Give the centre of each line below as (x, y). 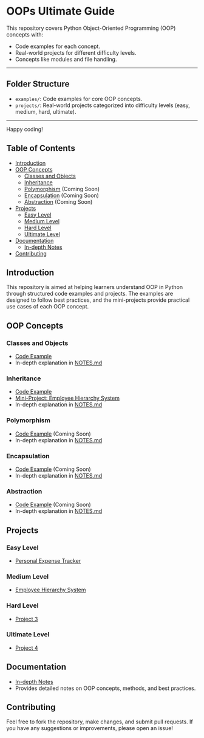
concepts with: (25, 34)
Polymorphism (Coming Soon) (62, 189)
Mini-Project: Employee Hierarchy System (67, 398)
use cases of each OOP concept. (48, 307)
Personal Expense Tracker (48, 560)
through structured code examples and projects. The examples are (90, 294)
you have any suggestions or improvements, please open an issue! (90, 728)
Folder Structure (38, 84)
